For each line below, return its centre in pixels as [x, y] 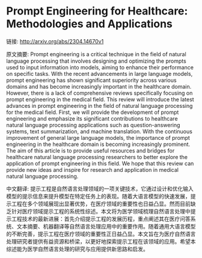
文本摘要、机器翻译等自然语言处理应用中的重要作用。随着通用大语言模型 [106, 226]
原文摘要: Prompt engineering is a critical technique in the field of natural [96, 54]
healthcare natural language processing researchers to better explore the [97, 157]
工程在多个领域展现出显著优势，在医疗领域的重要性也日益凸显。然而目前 [101, 204]
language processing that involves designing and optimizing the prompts [96, 61]
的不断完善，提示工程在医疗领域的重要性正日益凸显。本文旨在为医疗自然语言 [101, 234]
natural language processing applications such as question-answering [93, 125]
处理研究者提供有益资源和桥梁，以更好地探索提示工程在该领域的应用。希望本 [101, 241]
